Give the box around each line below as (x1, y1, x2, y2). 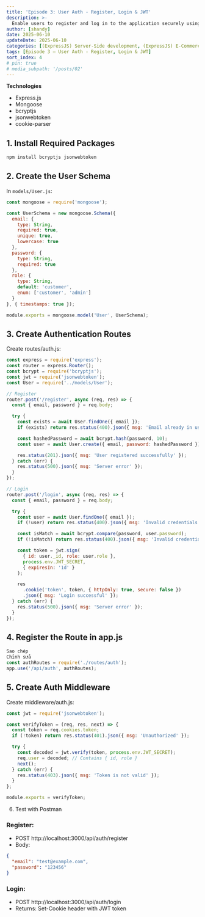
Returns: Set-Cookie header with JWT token (15, 905, 127, 912)
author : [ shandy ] (6, 26, 51, 32)
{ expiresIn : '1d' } (22, 564, 75, 571)
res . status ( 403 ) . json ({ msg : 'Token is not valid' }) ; (17, 772, 160, 778)
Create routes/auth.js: (6, 345, 61, 353)
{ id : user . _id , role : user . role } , (22, 553, 116, 559)
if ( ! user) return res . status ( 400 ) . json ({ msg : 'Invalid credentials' (17, 520, 201, 526)
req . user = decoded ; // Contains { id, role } (17, 755, 138, 761)
